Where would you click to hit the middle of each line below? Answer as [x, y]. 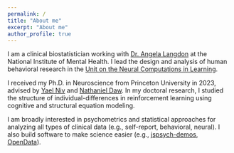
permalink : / [27, 14]
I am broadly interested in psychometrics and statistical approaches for [112, 120]
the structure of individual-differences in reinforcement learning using [110, 98]
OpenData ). [24, 142]
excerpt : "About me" [38, 27]
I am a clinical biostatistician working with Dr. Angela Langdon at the [107, 54]
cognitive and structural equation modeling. [71, 106]
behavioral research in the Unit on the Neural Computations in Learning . [113, 69]
